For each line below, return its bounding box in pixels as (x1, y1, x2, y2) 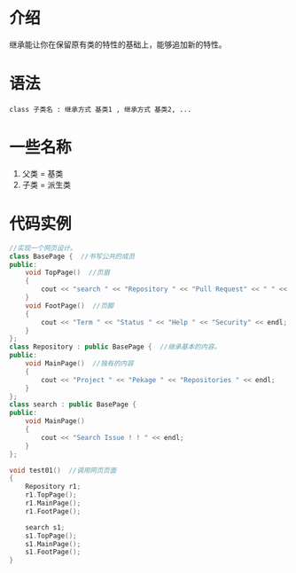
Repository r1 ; (25, 483, 82, 491)
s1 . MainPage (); (25, 539, 82, 548)
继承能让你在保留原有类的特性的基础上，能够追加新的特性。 (9, 39, 227, 50)
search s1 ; (25, 522, 66, 532)
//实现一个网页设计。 (9, 243, 77, 253)
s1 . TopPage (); (25, 531, 77, 540)
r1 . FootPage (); (25, 506, 82, 515)
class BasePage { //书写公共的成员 (9, 252, 136, 261)
